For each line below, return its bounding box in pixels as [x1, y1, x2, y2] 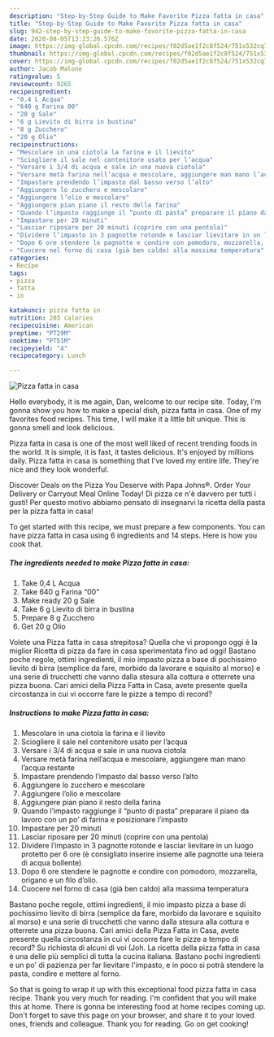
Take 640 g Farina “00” [20, 587, 100, 597]
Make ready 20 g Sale [20, 595, 95, 606]
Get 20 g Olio [20, 621, 66, 631]
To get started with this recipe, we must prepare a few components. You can [9, 522, 266, 532]
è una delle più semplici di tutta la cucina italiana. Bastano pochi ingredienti [9, 952, 261, 961]
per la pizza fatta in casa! [9, 506, 94, 516]
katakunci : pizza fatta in [9, 307, 101, 315]
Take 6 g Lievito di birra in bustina [20, 604, 135, 614]
